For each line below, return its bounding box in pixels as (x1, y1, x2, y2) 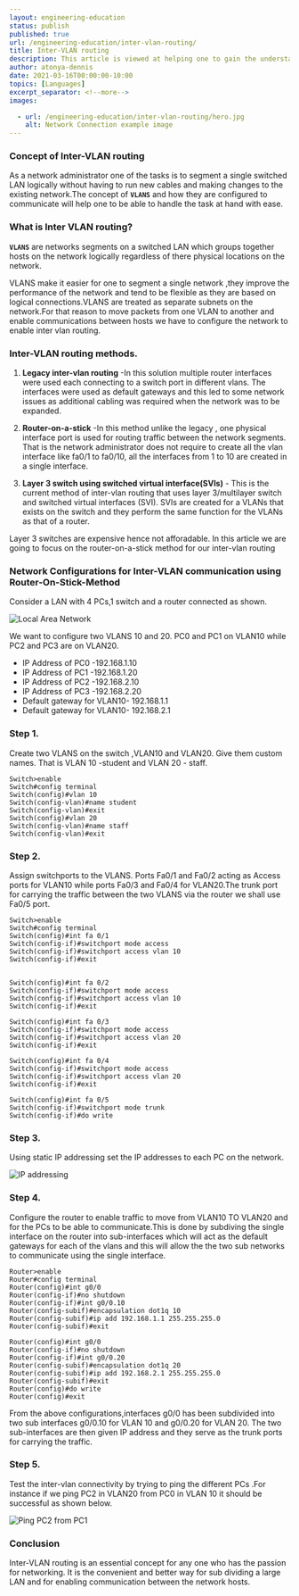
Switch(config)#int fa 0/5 (9, 1095, 109, 1104)
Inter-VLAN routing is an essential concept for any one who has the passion (9, 1558, 287, 1568)
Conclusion (9, 1537, 61, 1550)
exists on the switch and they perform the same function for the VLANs (21, 506, 283, 518)
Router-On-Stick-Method (9, 576, 121, 588)
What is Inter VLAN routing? (9, 220, 133, 233)
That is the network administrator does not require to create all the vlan (21, 442, 283, 453)
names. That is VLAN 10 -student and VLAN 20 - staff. (9, 757, 207, 768)
